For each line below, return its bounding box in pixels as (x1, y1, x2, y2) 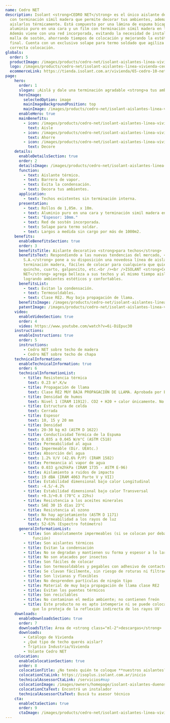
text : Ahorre (27, 135, 56, 140)
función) (32, 536, 51, 541)
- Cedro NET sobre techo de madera (23, 347, 99, 352)
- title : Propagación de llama (23, 385, 90, 390)
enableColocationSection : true (18, 658, 85, 664)
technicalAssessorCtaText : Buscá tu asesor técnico (18, 691, 130, 697)
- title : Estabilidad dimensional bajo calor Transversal (23, 489, 148, 494)
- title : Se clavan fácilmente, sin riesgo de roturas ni (23, 569, 148, 574)
